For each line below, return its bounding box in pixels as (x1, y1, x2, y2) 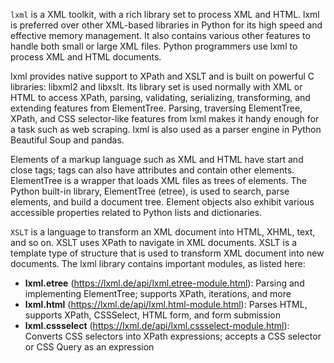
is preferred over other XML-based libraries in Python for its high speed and (10, 19, 323, 31)
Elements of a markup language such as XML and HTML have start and (10, 154, 304, 165)
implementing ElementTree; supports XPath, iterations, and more (24, 288, 292, 299)
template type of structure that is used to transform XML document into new (10, 247, 325, 259)
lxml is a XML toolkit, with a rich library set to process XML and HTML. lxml (10, 9, 320, 20)
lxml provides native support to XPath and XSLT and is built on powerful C (10, 70, 315, 82)
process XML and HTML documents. (10, 51, 162, 63)
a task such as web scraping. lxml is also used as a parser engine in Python (10, 124, 322, 135)
